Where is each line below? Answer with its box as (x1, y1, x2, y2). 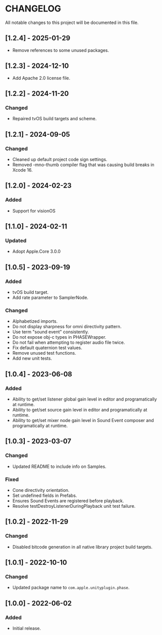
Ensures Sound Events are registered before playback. (12, 497, 124, 504)
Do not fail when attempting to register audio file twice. (12, 340, 125, 346)
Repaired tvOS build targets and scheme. (12, 116, 97, 122)
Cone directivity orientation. (12, 487, 70, 493)
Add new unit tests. (12, 355, 52, 362)
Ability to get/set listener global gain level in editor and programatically (12, 396, 158, 402)
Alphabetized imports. (12, 318, 58, 324)
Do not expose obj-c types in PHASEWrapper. (12, 334, 107, 340)
